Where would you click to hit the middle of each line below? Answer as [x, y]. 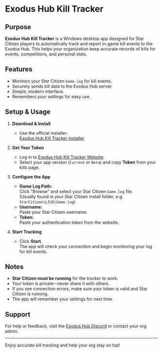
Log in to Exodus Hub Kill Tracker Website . [62, 157]
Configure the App [31, 176]
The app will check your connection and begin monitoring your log [86, 246]
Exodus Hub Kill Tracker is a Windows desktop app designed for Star [74, 38]
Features [19, 69]
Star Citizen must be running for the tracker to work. [65, 279]
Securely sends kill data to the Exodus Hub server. [62, 86]
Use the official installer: [43, 133]
